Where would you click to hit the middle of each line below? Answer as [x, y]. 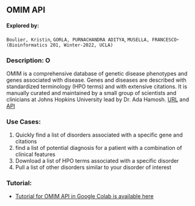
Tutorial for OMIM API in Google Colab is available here [84, 196]
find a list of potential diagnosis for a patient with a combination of [98, 148]
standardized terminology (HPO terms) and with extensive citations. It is [97, 86]
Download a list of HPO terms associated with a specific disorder [97, 161]
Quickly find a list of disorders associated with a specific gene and [99, 135]
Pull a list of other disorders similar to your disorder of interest [93, 168]
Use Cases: [24, 121]
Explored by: [23, 25]
